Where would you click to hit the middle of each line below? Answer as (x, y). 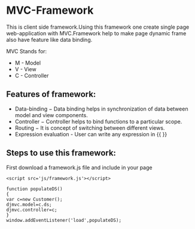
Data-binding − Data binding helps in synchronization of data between (101, 109)
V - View (26, 69)
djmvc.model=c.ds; (29, 204)
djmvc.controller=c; (32, 210)
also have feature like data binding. (49, 39)
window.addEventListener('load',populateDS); (64, 220)
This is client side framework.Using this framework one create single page (98, 27)
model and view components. (51, 115)
